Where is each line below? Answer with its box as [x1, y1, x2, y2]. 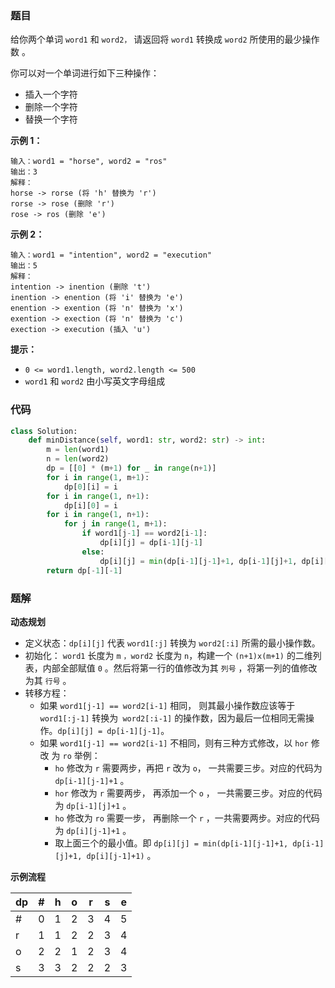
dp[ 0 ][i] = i [63, 482, 118, 492]
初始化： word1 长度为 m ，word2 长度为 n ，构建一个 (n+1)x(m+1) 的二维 [24, 649, 313, 661]
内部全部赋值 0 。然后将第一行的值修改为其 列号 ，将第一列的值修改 [42, 662, 318, 674]
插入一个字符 [24, 88, 78, 101]
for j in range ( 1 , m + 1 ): [63, 519, 168, 529]
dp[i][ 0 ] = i [63, 500, 118, 511]
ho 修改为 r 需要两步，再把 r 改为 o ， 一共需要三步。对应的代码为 [54, 762, 323, 774]
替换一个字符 [24, 113, 78, 126]
